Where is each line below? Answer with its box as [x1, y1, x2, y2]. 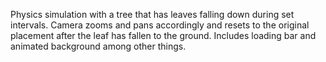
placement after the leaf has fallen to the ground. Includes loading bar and [10, 30, 317, 41]
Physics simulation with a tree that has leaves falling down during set [10, 9, 295, 20]
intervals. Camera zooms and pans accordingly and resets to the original [10, 19, 310, 31]
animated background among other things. [10, 40, 187, 52]
